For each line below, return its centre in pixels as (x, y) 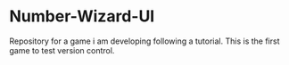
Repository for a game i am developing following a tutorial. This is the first (144, 41)
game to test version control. (62, 50)
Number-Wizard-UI (82, 16)
